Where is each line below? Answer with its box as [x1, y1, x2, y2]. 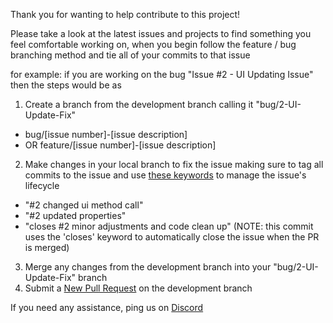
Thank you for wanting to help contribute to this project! [10, 9, 241, 20]
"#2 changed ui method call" [24, 199, 144, 211]
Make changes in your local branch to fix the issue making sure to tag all [24, 159, 324, 170]
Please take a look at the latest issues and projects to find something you [10, 28, 312, 39]
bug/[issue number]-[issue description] [24, 129, 188, 140]
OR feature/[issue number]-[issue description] [24, 139, 217, 151]
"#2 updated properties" [24, 210, 127, 221]
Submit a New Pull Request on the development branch [24, 282, 253, 294]
